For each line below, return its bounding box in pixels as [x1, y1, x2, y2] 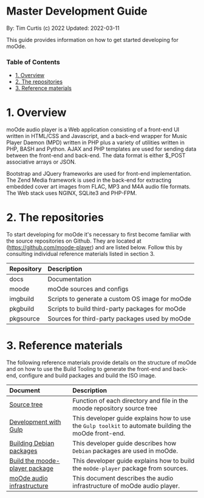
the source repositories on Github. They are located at [6, 237, 141, 244]
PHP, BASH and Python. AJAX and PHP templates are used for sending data [6, 145, 197, 153]
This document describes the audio [72, 474, 174, 483]
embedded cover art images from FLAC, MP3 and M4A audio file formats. [6, 183, 191, 190]
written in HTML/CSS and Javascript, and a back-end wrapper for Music [6, 133, 188, 140]
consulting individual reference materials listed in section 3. [6, 251, 155, 258]
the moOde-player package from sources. [72, 464, 188, 472]
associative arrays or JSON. [6, 158, 76, 165]
